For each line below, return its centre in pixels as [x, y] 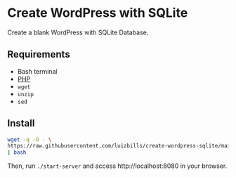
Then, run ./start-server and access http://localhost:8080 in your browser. [117, 166]
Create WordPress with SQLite [98, 13]
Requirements [39, 54]
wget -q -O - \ [29, 139]
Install [21, 123]
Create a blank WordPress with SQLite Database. [78, 32]
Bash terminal [37, 71]
